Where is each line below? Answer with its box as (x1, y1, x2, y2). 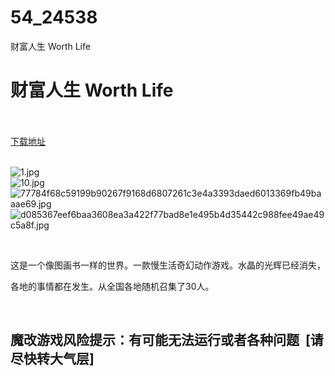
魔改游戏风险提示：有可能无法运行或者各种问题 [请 (10, 332, 324, 349)
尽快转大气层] (10, 351, 95, 368)
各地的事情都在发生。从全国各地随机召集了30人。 (10, 280, 215, 292)
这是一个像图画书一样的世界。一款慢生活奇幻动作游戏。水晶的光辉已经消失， (10, 259, 326, 271)
